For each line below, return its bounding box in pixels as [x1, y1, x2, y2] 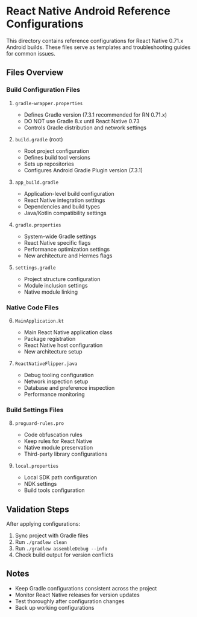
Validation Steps [6, 504, 69, 514]
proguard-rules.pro [14, 421, 64, 427]
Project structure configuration [23, 275, 101, 282]
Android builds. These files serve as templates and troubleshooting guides [6, 44, 191, 51]
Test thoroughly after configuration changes [14, 597, 125, 605]
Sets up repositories [23, 160, 74, 167]
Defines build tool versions [23, 153, 90, 161]
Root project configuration [23, 147, 89, 155]
